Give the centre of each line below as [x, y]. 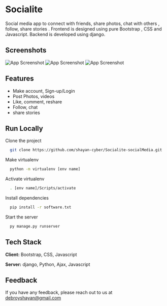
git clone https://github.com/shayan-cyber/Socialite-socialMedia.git [86, 150]
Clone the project [23, 141]
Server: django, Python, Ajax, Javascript [48, 264]
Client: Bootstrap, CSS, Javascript [41, 254]
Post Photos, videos [34, 96]
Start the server [22, 217]
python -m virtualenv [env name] [45, 169]
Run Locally [24, 128]
